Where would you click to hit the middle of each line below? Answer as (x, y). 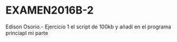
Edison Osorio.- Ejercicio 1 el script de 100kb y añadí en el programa (88, 27)
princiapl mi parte (27, 33)
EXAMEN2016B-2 (50, 10)
